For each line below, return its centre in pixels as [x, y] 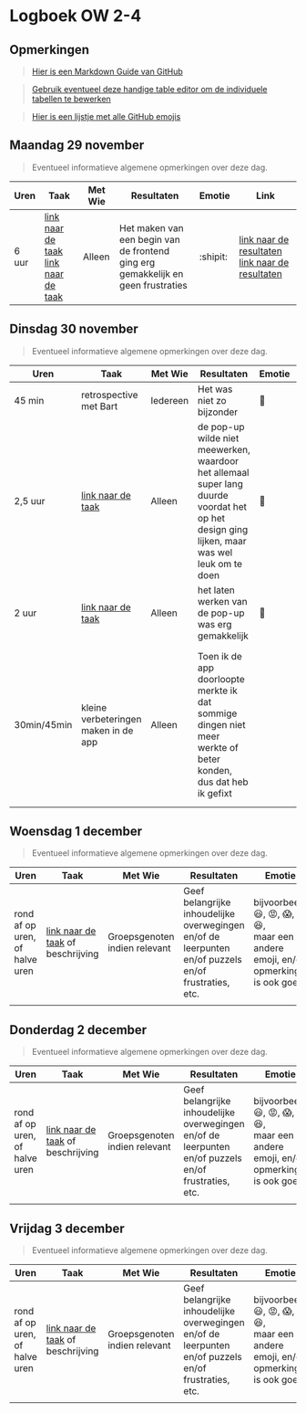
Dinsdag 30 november [74, 329]
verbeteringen [111, 719]
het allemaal [223, 472]
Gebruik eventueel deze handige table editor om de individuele [149, 89]
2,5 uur [30, 501]
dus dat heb [223, 782]
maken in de [107, 730]
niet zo [212, 400]
